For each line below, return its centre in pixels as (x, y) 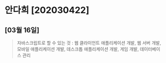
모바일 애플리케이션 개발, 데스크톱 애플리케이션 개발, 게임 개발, (78, 49)
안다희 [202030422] (47, 10)
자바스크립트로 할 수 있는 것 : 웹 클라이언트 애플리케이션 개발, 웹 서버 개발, (89, 43)
